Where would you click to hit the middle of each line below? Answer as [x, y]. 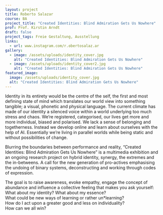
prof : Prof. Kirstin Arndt [32, 28]
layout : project [21, 10]
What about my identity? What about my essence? [56, 193]
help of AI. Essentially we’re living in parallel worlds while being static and [79, 132]
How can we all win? [26, 208]
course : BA [16, 19]
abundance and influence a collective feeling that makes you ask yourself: [80, 187]
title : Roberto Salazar [29, 14]
